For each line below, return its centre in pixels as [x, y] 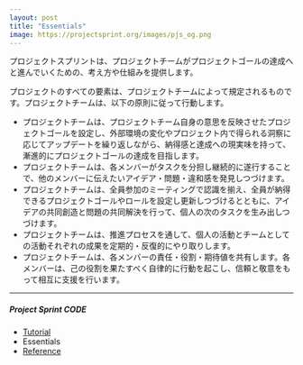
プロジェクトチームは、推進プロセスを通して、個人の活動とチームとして [156, 234]
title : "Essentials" [48, 26]
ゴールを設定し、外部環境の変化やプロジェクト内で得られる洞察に [169, 133]
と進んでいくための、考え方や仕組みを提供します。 [104, 72]
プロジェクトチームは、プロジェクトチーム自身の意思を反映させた [145, 122]
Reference [41, 351]
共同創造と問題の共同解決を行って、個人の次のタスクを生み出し [164, 212]
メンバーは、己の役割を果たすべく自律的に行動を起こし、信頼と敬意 [148, 269]
